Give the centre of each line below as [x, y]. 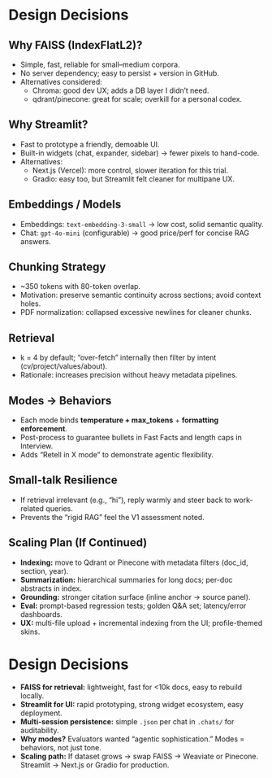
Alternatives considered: [61, 82]
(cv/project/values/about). [64, 366]
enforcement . [43, 429]
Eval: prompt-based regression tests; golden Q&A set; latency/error [133, 605]
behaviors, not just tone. [60, 747]
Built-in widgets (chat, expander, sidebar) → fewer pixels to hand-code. [140, 153]
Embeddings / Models [65, 205]
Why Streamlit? [48, 125]
